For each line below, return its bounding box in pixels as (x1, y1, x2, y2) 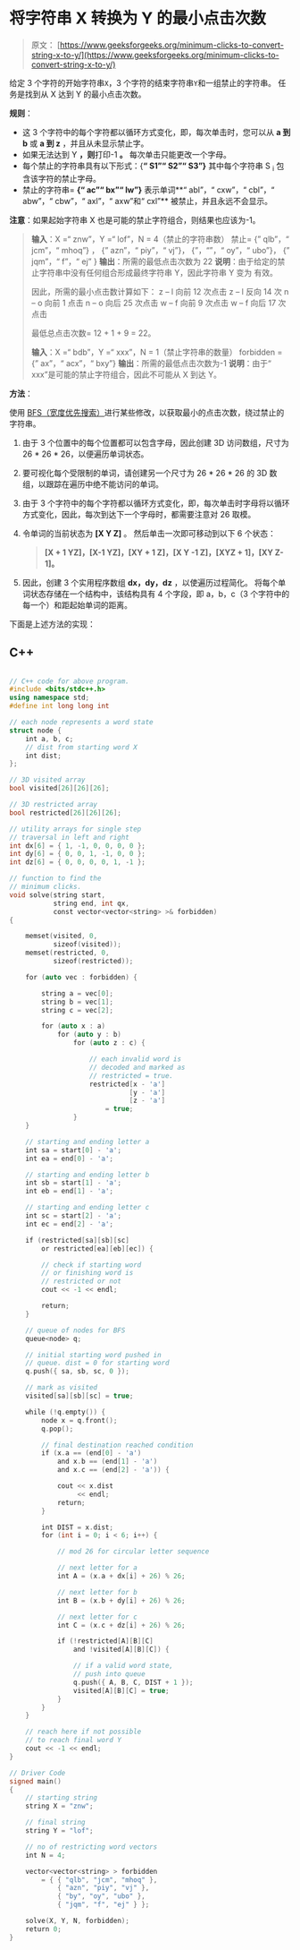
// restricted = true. (88, 1071, 174, 1080)
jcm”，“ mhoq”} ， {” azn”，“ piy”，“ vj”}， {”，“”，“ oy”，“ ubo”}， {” (30, 244, 290, 255)
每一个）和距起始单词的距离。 (21, 599, 132, 610)
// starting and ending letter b (25, 1170, 150, 1179)
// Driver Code (9, 1768, 66, 1777)
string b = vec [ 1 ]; (41, 997, 114, 1006)
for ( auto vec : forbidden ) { (25, 972, 138, 981)
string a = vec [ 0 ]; (41, 988, 114, 998)
